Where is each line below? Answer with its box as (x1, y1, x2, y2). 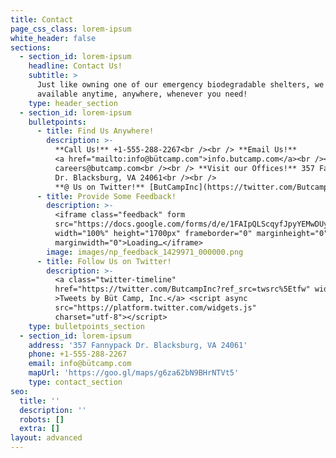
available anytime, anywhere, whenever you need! (36, 89, 248, 99)
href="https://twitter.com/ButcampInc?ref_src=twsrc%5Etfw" (54, 284, 311, 295)
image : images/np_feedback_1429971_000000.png (46, 247, 244, 257)
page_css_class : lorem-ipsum (10, 24, 132, 34)
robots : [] (19, 414, 65, 425)
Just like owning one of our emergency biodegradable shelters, (36, 80, 311, 90)
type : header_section (28, 98, 118, 108)
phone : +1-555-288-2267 (28, 349, 128, 360)
